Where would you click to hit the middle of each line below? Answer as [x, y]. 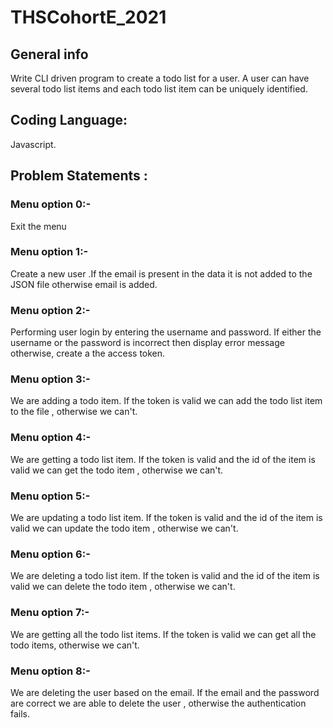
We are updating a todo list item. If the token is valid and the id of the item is [166, 517]
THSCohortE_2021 [88, 17]
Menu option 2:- [50, 310]
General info [49, 54]
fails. [20, 713]
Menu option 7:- [50, 613]
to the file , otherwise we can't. [74, 412]
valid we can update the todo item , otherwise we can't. [124, 528]
